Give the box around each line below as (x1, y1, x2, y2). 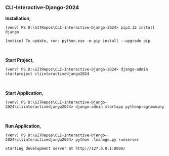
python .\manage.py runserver (75, 137, 139, 142)
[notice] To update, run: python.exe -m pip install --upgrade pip (5, 38, 151, 44)
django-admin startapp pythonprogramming (75, 104, 164, 109)
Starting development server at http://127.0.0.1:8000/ (5, 146, 125, 151)
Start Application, (5, 90, 44, 96)
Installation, (5, 15, 31, 21)
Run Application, (5, 123, 41, 129)
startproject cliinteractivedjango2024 (5, 71, 90, 76)
